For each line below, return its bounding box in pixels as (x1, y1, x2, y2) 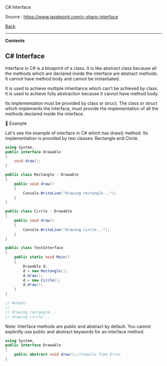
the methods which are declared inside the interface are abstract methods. (5, 70, 159, 76)
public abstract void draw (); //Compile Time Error (14, 352, 121, 357)
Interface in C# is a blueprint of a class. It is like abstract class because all (5, 65, 157, 71)
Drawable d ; (23, 264, 48, 269)
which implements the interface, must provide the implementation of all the (5, 105, 159, 111)
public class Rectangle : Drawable (5, 172, 79, 178)
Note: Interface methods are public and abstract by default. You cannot (5, 323, 151, 329)
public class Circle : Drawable (5, 209, 72, 214)
